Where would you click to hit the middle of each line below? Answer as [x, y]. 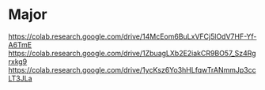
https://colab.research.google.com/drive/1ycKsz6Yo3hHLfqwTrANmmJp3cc [132, 69]
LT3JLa [21, 78]
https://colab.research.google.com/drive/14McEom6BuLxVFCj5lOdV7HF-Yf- [132, 36]
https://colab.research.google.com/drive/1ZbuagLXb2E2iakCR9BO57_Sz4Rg [132, 53]
